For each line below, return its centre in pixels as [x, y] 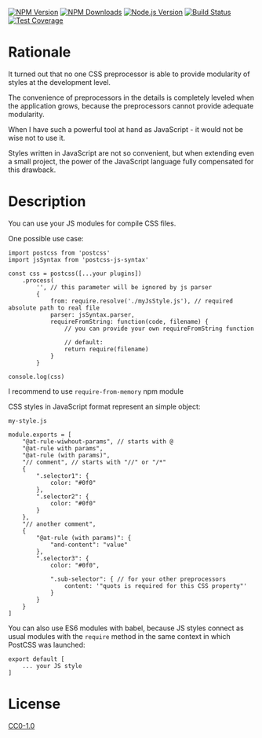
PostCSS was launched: [47, 644]
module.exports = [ [40, 435]
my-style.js [27, 420]
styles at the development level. [60, 82]
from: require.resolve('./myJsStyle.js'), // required [142, 301]
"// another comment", [59, 524]
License [35, 704]
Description [47, 202]
